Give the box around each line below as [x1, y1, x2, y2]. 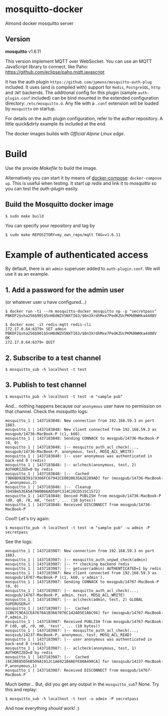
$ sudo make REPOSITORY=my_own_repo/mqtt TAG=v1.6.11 [5, 232, 121, 237]
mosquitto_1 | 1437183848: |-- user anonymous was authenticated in [5, 454, 152, 459]
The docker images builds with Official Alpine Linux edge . [5, 130, 125, 137]
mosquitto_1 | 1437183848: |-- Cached [5, 471, 89, 476]
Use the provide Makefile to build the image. [5, 165, 97, 171]
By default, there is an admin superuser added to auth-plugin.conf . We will [5, 265, 160, 272]
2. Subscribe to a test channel [5, 353, 101, 362]
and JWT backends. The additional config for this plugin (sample [5, 89, 137, 96]
